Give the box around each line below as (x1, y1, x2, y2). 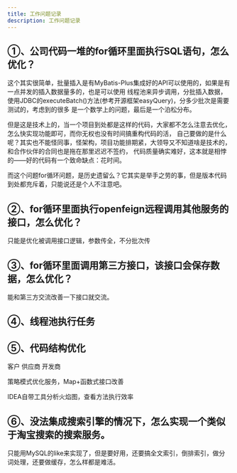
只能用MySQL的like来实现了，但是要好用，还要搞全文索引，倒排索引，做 (7, 449, 219, 457)
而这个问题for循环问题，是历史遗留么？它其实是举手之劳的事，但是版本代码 (7, 171, 227, 180)
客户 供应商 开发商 (7, 362, 61, 371)
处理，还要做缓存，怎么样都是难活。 (13, 457, 119, 466)
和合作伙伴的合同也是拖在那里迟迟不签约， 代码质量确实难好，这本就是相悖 (7, 147, 227, 156)
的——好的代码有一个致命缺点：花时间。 (7, 156, 126, 164)
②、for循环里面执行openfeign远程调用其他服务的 (7, 203, 229, 215)
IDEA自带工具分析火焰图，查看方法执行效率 (7, 393, 133, 401)
